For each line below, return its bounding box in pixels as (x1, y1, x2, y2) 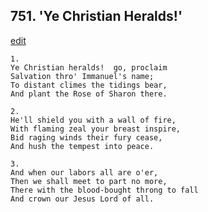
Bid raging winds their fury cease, (10, 132, 163, 143)
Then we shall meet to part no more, (10, 176, 168, 186)
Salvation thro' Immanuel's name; (10, 71, 155, 81)
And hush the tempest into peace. (10, 141, 155, 151)
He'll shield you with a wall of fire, (10, 115, 177, 125)
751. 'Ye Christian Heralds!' (10, 8, 183, 25)
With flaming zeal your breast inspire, (10, 124, 182, 134)
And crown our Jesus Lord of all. (10, 194, 155, 204)
